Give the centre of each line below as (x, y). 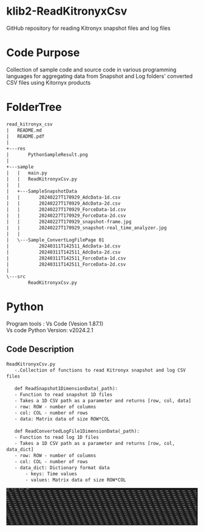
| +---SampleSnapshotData (42, 191)
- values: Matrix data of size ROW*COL (76, 480)
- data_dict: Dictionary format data (62, 467)
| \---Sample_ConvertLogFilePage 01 (55, 240)
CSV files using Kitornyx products (49, 82)
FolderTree (34, 107)
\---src (16, 276)
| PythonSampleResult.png (47, 154)
